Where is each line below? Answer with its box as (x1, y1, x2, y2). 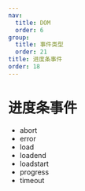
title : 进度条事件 (8, 56, 63, 64)
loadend (19, 150, 47, 160)
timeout (19, 175, 45, 185)
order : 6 (15, 26, 44, 34)
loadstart (19, 159, 50, 168)
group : (8, 33, 30, 42)
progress (19, 167, 50, 177)
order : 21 (15, 48, 47, 56)
